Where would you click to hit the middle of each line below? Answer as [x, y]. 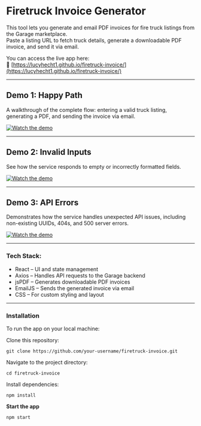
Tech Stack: [24, 256]
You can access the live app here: [48, 58]
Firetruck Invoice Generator [76, 11]
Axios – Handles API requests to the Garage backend [80, 275]
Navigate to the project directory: [47, 362]
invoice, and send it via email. [43, 47]
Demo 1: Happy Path [44, 95]
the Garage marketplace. [37, 34]
